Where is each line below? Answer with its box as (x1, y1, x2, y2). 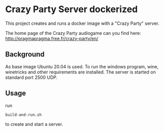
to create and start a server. (5, 121, 63, 127)
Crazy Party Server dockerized (5, 4, 138, 15)
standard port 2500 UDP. (5, 74, 58, 80)
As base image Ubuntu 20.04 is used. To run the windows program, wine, (5, 63, 159, 69)
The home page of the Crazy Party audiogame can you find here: (5, 30, 141, 36)
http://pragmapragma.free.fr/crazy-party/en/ (5, 35, 99, 41)
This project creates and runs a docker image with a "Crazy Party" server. (5, 20, 159, 26)
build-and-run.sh (5, 112, 42, 117)
